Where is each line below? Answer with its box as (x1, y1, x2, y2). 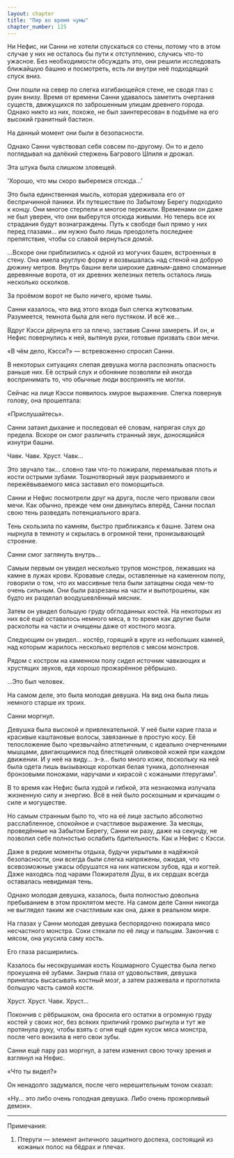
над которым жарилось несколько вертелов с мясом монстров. (7, 643, 200, 652)
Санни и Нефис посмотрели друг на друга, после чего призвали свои (7, 494, 215, 502)
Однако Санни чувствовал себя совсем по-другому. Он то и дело (7, 142, 204, 151)
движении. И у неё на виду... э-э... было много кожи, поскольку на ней (7, 755, 219, 763)
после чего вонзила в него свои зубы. (7, 1033, 120, 1041)
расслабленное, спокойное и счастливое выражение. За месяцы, (7, 819, 204, 828)
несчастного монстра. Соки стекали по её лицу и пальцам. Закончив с (7, 927, 219, 935)
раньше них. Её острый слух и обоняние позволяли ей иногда (7, 368, 192, 376)
